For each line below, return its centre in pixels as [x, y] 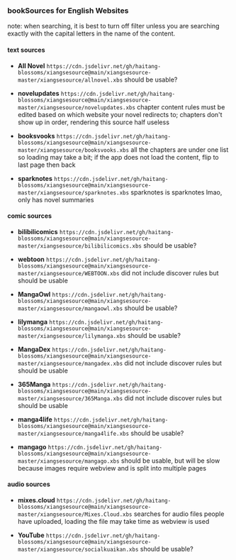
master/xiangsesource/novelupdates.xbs [77, 108]
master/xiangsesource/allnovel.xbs [70, 80]
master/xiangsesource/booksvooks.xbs [73, 150]
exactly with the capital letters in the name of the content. [91, 33]
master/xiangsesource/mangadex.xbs [70, 363]
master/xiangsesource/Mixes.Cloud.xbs [75, 514]
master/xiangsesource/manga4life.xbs [73, 434]
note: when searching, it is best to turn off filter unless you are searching [113, 26]
